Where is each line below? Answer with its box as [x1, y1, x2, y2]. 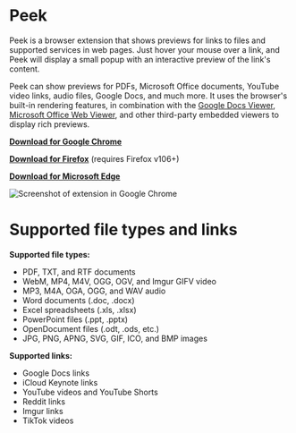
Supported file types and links [9, 220, 238, 240]
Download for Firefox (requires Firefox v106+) [9, 153, 180, 164]
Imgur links [21, 405, 64, 416]
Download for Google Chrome [9, 136, 123, 147]
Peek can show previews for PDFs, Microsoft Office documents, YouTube [9, 81, 280, 91]
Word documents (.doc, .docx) [21, 294, 136, 305]
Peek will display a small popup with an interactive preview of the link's [9, 54, 271, 64]
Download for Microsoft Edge [9, 171, 121, 182]
